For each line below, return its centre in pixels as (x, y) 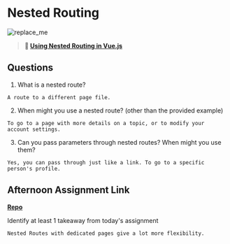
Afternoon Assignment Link (69, 190)
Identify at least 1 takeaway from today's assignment (83, 220)
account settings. (34, 129)
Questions (30, 68)
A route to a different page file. (59, 97)
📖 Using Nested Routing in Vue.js (73, 45)
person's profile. (34, 168)
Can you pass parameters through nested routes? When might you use (119, 142)
